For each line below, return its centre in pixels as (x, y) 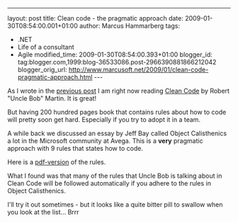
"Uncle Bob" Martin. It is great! (52, 98)
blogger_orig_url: (42, 69)
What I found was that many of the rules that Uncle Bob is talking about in (115, 176)
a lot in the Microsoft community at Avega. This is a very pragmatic (105, 141)
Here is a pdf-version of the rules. (57, 162)
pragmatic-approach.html (55, 77)
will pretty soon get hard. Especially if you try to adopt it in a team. (104, 120)
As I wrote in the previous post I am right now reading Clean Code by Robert (119, 91)
